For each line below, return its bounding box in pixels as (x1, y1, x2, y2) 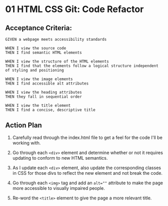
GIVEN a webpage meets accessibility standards (5, 37, 107, 42)
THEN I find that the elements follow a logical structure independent (5, 63, 158, 68)
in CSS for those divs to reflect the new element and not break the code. (12, 170, 162, 176)
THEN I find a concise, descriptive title (5, 107, 96, 112)
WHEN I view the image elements (5, 77, 73, 82)
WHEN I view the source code (5, 46, 66, 51)
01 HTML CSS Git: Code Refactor (5, 4, 144, 15)
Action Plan (5, 121, 42, 129)
